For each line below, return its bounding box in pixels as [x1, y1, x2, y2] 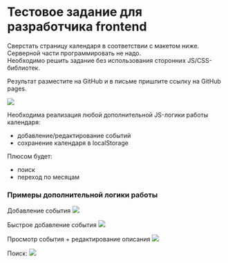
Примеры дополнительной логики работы [7, 190, 158, 199]
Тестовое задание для [7, 4, 143, 20]
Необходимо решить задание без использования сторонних [7, 56, 187, 64]
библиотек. [7, 64, 40, 72]
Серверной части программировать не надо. [7, 49, 142, 57]
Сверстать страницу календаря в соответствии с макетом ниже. [7, 41, 200, 50]
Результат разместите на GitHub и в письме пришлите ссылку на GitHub [7, 77, 221, 85]
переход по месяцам [17, 173, 80, 181]
